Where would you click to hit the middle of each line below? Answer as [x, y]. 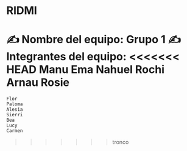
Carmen [15, 131]
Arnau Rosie [38, 83]
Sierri [15, 115]
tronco [121, 142]
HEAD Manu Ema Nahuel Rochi [86, 70]
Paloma [15, 104]
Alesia [15, 110]
